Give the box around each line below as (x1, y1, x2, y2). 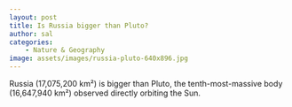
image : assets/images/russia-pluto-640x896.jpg (9, 54, 189, 63)
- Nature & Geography (25, 46, 105, 55)
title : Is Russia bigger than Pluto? (9, 21, 149, 30)
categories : (9, 37, 53, 47)
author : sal (9, 29, 53, 38)
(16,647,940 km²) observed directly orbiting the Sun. (9, 88, 201, 98)
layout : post (9, 12, 58, 22)
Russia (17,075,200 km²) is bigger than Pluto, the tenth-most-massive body (9, 79, 283, 88)
